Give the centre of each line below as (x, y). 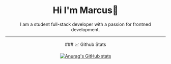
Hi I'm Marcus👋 (85, 10)
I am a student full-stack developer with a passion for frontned (85, 24)
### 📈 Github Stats (85, 44)
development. (85, 29)
